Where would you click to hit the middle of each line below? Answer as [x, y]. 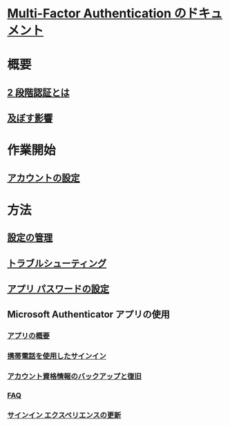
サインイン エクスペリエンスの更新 [64, 416]
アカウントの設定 [44, 178]
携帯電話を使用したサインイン [57, 356]
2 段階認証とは [39, 92]
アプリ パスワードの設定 [58, 289]
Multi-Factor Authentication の [97, 13]
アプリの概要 [29, 336]
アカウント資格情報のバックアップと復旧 [74, 376]
